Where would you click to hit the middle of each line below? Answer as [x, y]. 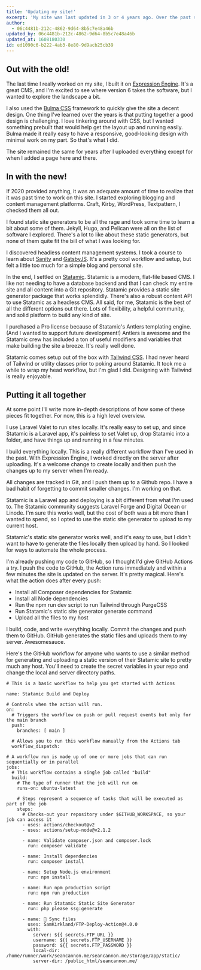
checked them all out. [33, 210]
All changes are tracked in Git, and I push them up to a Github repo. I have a [99, 482]
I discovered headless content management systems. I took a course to [94, 253]
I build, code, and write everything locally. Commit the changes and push [96, 630]
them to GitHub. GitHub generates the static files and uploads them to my [97, 635]
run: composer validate [57, 846]
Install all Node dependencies [51, 598]
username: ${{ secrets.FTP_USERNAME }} [83, 940]
